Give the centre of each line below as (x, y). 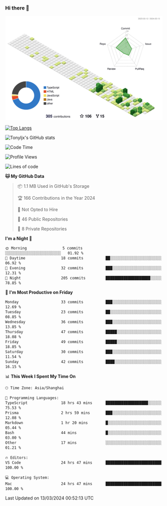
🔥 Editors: (17, 458)
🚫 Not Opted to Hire (38, 210)
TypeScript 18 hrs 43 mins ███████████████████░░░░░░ (83, 403)
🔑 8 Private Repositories (42, 229)
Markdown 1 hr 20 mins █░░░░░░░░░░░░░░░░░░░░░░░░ (83, 423)
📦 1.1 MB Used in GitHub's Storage (53, 186)
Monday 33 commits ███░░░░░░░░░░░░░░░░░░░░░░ (83, 302)
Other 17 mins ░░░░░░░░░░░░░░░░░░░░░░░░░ (83, 443)
